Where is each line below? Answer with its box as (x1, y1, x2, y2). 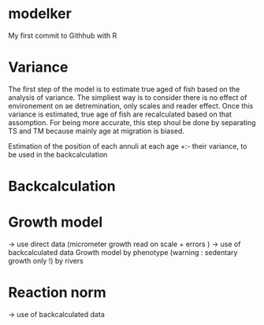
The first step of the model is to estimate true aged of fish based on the (8, 84, 240, 94)
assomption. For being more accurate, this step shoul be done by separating (8, 117, 256, 127)
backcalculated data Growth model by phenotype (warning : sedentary (8, 248, 238, 257)
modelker (8, 5, 73, 23)
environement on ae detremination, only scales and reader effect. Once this (8, 101, 254, 110)
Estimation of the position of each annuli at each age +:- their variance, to (8, 141, 247, 150)
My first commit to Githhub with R (8, 31, 117, 40)
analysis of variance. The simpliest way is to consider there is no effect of (8, 92, 247, 102)
